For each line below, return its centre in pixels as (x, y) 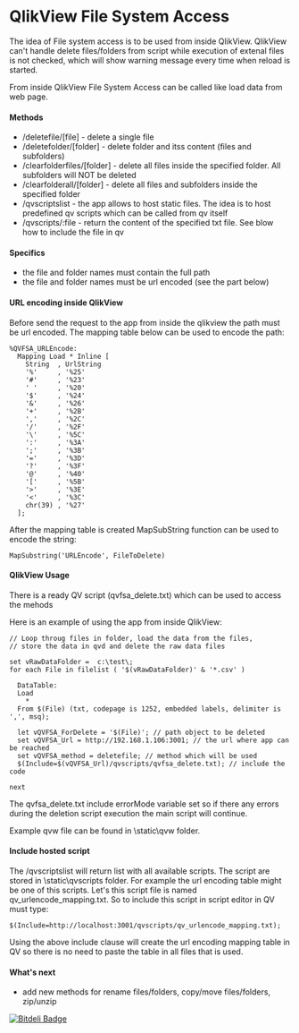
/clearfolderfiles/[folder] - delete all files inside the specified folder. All (151, 166)
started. (24, 70)
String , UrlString (63, 364)
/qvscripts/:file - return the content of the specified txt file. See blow (148, 223)
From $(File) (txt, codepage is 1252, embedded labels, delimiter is (149, 709)
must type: (29, 909)
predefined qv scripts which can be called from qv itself (125, 213)
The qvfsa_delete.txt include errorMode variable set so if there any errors (144, 804)
